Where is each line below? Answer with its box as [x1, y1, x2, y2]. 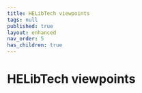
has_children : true [7, 42, 63, 49]
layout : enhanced [7, 29, 57, 36]
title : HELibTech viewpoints [7, 10, 90, 17]
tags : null [7, 16, 38, 23]
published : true [7, 23, 53, 29]
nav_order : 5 [7, 36, 44, 42]
